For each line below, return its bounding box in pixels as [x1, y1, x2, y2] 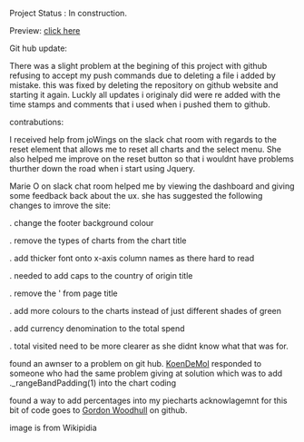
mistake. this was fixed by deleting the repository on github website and [9, 80, 279, 90]
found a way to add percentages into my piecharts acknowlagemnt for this [9, 395, 288, 406]
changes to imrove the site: [9, 200, 112, 211]
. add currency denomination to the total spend [9, 323, 185, 334]
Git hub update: [9, 43, 68, 54]
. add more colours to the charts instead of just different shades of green [9, 306, 281, 316]
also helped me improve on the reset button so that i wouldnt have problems [9, 153, 295, 164]
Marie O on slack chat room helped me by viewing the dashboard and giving [9, 181, 295, 192]
